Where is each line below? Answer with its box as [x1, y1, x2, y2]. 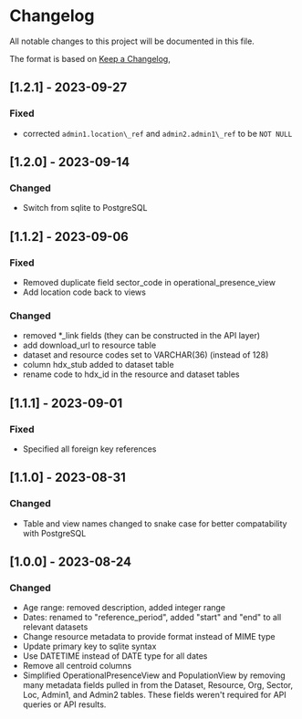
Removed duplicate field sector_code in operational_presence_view [22, 277, 276, 287]
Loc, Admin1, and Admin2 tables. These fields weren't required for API [22, 690, 287, 701]
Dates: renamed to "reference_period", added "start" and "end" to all [22, 612, 282, 623]
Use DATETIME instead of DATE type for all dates [22, 651, 208, 662]
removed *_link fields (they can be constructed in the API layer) [22, 330, 261, 341]
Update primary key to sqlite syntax [22, 641, 157, 652]
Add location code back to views [22, 287, 146, 297]
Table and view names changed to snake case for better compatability [22, 517, 287, 529]
